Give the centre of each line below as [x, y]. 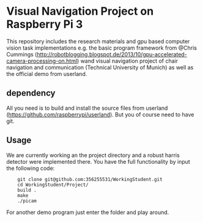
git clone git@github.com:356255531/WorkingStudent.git [90, 179]
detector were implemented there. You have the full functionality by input [98, 161]
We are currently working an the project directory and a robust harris [93, 155]
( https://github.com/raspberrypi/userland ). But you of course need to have [100, 114]
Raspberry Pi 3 [45, 24]
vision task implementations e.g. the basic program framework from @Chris [102, 48]
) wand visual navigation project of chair [127, 61]
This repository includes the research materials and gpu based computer [98, 41]
